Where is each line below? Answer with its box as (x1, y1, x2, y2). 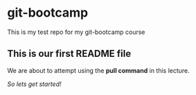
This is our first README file (7, 48, 132, 60)
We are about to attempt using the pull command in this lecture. (7, 66, 190, 74)
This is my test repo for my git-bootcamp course (7, 28, 145, 36)
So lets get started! (7, 80, 62, 88)
